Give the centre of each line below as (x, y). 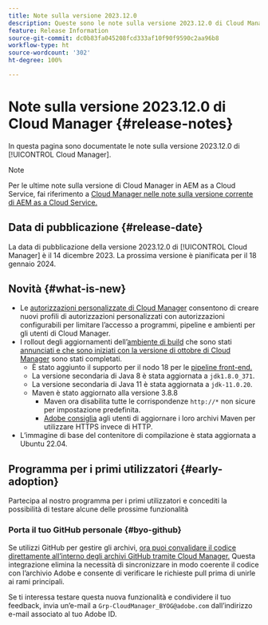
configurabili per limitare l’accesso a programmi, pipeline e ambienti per (137, 325)
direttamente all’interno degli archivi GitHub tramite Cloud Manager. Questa (132, 555)
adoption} (33, 482)
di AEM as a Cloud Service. (53, 202)
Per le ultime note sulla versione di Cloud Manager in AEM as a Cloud (122, 185)
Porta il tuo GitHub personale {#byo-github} (95, 530)
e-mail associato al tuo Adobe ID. (63, 614)
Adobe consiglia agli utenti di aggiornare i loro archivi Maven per (150, 418)
